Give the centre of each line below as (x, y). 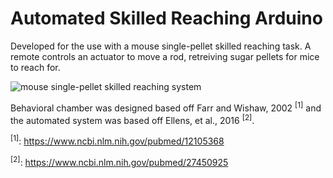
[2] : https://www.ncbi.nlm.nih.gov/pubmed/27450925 (119, 161)
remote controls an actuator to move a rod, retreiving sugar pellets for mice (165, 56)
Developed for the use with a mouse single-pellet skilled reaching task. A (161, 46)
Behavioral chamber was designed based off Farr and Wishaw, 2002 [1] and (166, 107)
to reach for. (35, 67)
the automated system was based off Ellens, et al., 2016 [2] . (132, 119)
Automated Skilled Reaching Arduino (166, 18)
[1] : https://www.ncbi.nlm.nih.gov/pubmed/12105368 (117, 140)
